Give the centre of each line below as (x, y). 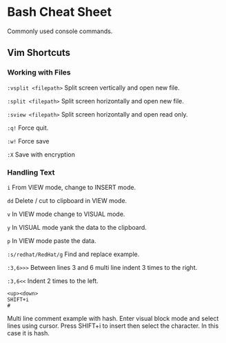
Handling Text (31, 172)
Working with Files (39, 72)
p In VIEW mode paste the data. (52, 241)
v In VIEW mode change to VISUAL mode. (66, 214)
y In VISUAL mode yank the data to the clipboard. (77, 227)
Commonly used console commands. (60, 31)
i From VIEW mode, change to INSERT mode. (72, 187)
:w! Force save (28, 141)
